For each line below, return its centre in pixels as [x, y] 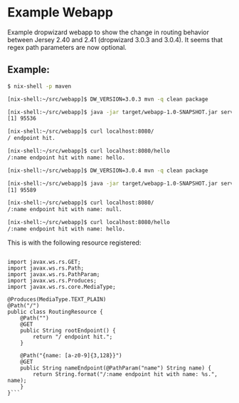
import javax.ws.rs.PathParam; [54, 274]
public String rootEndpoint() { [68, 330]
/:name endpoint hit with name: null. [65, 210]
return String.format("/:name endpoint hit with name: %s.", [126, 374]
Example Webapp [60, 12]
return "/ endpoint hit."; [73, 337]
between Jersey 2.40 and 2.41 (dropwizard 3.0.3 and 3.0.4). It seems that [115, 39]
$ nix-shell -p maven [39, 86]
